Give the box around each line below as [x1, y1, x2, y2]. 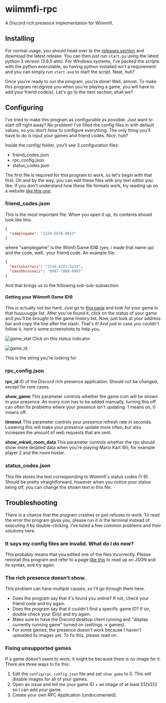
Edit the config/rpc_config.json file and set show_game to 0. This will [12, 671, 152, 677]
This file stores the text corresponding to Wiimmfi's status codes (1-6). [5, 474, 150, 480]
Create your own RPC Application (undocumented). [12, 692, 117, 698]
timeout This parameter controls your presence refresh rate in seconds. [5, 419, 152, 425]
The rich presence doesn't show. [5, 574, 86, 581]
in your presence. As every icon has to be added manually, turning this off [5, 399, 156, 405]
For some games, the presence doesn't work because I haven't [12, 627, 142, 633]
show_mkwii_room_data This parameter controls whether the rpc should [5, 439, 155, 445]
